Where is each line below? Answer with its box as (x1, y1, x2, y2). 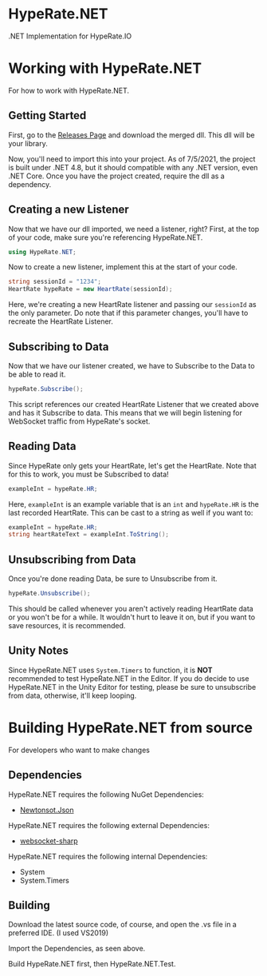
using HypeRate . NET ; (8, 248, 77, 256)
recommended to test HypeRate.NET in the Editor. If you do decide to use (8, 673, 249, 683)
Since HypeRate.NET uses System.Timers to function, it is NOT (8, 665, 213, 675)
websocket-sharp (19, 836, 78, 846)
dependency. (8, 179, 52, 189)
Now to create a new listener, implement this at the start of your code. (8, 262, 238, 272)
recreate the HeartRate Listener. (8, 317, 114, 326)
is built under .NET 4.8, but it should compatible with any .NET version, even (8, 162, 258, 172)
